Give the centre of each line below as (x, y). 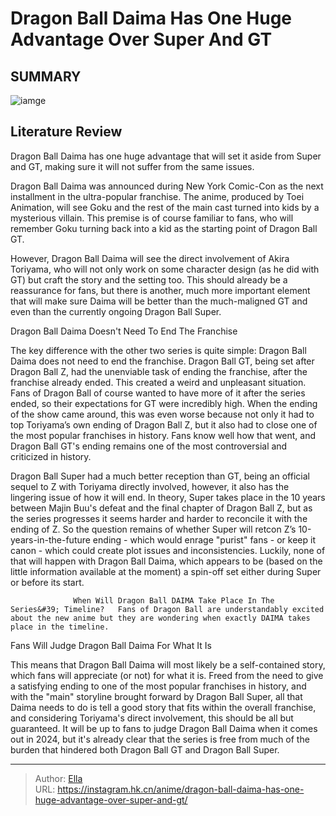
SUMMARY (46, 76)
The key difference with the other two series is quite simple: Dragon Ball (158, 350)
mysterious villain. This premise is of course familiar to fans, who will (152, 218)
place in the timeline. (60, 627)
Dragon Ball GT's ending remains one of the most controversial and (149, 446)
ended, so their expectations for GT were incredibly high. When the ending (164, 403)
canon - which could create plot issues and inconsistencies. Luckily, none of (168, 550)
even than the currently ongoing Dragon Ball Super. (116, 311)
